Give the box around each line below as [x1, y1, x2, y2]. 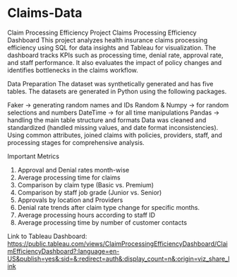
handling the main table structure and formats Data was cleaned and [7, 115, 207, 124]
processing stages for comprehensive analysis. [7, 138, 145, 146]
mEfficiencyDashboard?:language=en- [7, 247, 120, 255]
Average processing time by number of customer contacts [17, 218, 188, 227]
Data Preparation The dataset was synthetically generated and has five [7, 79, 214, 88]
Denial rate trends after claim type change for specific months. [17, 203, 200, 211]
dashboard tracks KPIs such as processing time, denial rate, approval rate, [7, 51, 224, 59]
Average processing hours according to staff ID [17, 211, 156, 219]
